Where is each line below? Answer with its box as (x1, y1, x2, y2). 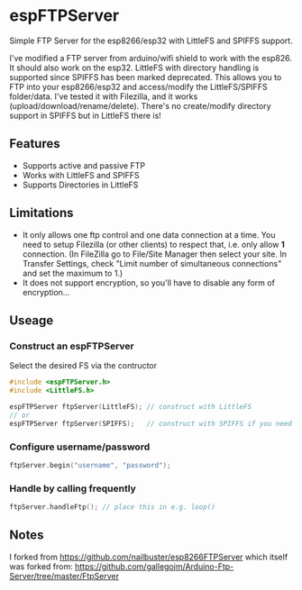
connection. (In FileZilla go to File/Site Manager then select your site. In (22, 249, 287, 259)
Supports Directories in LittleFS (22, 179, 139, 190)
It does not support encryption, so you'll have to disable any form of (22, 277, 275, 288)
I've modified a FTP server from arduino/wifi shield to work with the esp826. (9, 52, 293, 63)
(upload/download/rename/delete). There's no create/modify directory (9, 100, 272, 111)
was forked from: (9, 560, 74, 572)
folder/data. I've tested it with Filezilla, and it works (9, 91, 198, 102)
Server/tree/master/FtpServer (9, 570, 120, 581)
